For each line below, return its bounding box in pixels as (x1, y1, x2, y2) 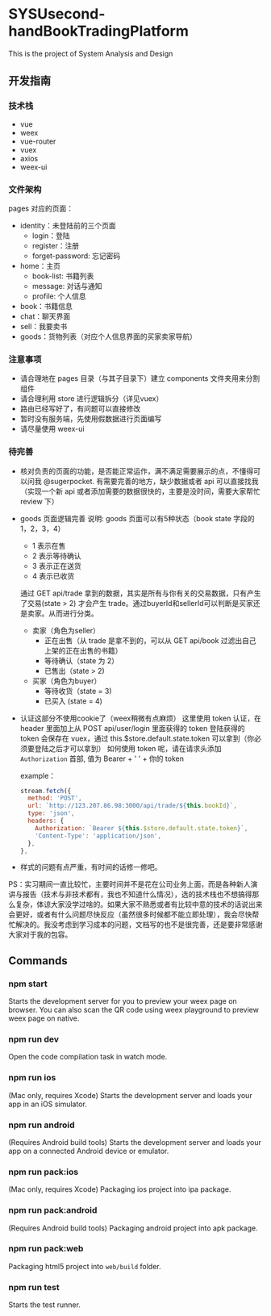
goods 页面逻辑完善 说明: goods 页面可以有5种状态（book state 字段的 (19, 513, 255, 523)
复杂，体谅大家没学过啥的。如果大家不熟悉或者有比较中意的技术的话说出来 (15, 900, 263, 909)
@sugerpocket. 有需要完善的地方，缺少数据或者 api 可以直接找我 (43, 476, 259, 486)
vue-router (19, 136, 56, 146)
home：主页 (19, 261, 60, 270)
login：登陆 (31, 231, 70, 240)
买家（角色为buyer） (31, 675, 102, 686)
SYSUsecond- (8, 5, 106, 23)
